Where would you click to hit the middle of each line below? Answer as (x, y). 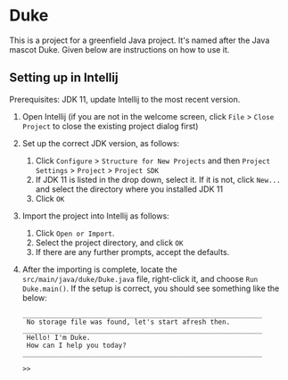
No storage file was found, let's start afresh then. (128, 322)
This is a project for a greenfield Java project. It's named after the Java (140, 40)
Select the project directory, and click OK (109, 243)
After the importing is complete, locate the (100, 269)
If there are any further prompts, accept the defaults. (132, 252)
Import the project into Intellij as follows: (95, 216)
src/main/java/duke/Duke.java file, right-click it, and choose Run (140, 278)
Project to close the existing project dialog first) (110, 126)
